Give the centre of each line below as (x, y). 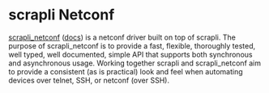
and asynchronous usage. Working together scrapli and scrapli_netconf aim (135, 63)
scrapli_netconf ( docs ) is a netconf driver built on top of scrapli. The (122, 37)
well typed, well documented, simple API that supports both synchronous (130, 54)
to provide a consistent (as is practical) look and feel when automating (126, 71)
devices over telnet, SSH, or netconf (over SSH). (89, 80)
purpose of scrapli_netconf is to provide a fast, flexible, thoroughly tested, (132, 45)
